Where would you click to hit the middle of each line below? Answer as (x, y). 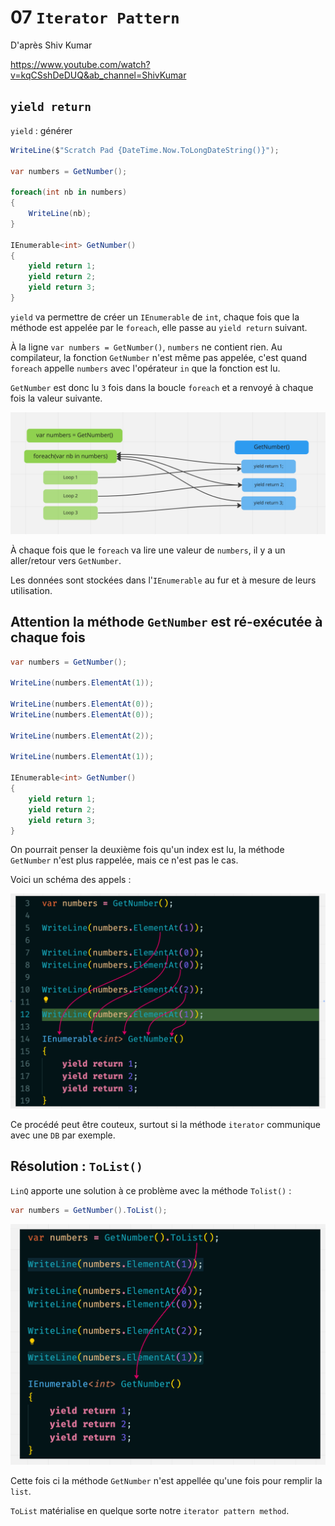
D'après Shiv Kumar (51, 45)
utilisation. (31, 590)
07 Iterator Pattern (95, 17)
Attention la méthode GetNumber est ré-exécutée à (166, 622)
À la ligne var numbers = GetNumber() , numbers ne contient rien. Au (146, 347)
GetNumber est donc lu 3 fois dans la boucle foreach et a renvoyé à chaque (162, 387)
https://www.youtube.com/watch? (80, 64)
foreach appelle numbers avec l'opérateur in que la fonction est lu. (145, 368)
